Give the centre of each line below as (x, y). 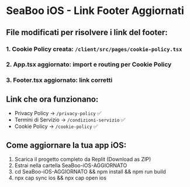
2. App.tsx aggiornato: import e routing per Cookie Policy (89, 64)
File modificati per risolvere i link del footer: (87, 32)
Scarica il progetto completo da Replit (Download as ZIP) (83, 159)
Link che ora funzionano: (52, 99)
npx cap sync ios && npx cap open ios (61, 178)
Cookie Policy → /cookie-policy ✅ (56, 126)
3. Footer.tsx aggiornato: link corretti (59, 80)
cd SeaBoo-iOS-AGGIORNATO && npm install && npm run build (90, 171)
